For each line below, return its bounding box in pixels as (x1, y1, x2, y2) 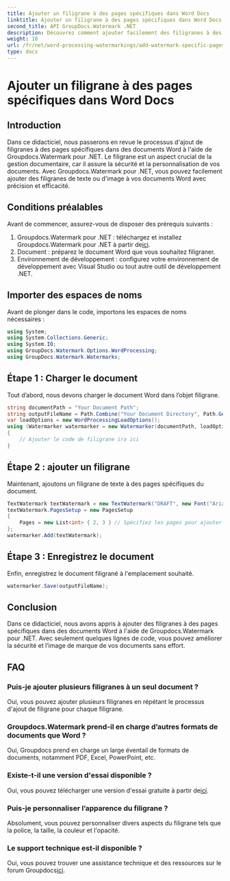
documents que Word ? (7, 730, 86, 740)
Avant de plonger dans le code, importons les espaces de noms (7, 307, 187, 316)
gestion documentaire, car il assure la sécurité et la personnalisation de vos (7, 159, 220, 168)
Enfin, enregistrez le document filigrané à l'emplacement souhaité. (7, 569, 194, 577)
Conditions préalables (7, 202, 103, 213)
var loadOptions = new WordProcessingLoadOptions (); (7, 416, 161, 424)
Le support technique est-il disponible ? (7, 843, 142, 853)
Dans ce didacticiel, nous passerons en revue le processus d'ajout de (7, 138, 203, 146)
